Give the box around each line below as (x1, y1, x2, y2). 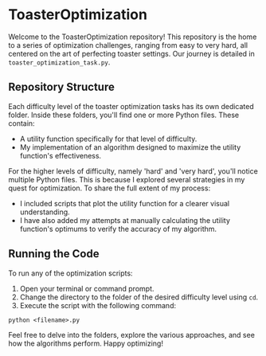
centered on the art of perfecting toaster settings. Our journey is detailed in (8, 49, 255, 58)
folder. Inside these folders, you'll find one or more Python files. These (8, 110, 240, 119)
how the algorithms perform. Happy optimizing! (8, 338, 163, 348)
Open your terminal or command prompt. (19, 284, 155, 293)
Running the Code (8, 247, 100, 260)
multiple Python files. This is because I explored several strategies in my (8, 174, 245, 184)
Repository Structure (8, 80, 115, 94)
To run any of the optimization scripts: (8, 268, 133, 278)
